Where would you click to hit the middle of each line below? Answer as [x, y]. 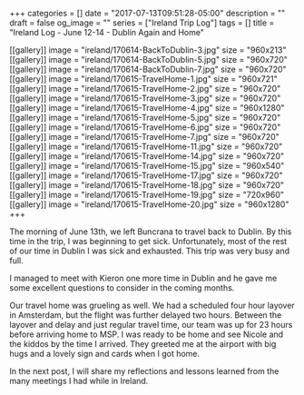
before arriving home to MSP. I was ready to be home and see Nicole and [147, 334]
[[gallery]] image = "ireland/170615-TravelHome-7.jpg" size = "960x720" [144, 137]
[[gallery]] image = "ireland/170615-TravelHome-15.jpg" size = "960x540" [147, 166]
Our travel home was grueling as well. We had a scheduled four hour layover [152, 305]
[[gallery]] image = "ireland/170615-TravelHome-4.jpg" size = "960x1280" [147, 108]
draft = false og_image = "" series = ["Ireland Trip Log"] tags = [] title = [142, 23]
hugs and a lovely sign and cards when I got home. [105, 354]
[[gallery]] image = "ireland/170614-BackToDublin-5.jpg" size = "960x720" [149, 59]
